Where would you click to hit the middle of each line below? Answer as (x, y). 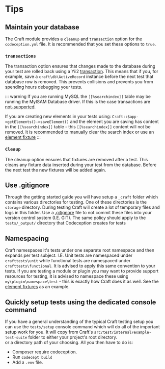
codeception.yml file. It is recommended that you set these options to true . (81, 44)
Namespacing (27, 238)
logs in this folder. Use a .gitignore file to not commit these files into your (79, 213)
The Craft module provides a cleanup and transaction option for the (74, 39)
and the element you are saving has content (114, 122)
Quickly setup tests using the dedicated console (81, 302)
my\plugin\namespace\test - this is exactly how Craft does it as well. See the (82, 282)
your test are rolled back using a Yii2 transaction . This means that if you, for (82, 72)
